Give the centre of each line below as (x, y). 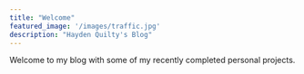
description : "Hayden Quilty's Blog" (81, 34)
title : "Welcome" (42, 18)
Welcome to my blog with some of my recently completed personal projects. (152, 60)
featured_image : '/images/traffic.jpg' (85, 26)
